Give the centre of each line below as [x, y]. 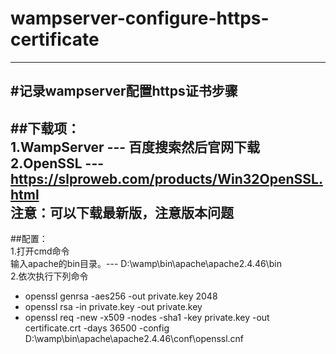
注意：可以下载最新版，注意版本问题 [122, 212]
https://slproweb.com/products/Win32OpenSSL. [166, 178]
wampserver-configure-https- [140, 18]
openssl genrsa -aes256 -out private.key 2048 [121, 296]
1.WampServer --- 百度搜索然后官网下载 [135, 147]
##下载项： [45, 128]
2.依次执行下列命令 [49, 276]
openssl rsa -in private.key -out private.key [113, 307]
